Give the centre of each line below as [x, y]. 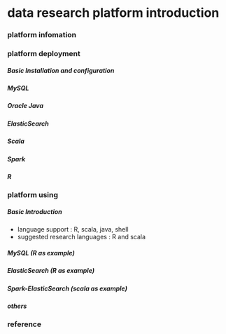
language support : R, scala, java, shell [73, 229]
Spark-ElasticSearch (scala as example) [68, 288]
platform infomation [42, 35]
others [17, 306]
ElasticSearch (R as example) [51, 271]
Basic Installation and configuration [61, 70]
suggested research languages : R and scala [81, 237]
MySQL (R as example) [41, 253]
